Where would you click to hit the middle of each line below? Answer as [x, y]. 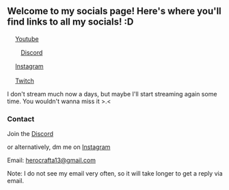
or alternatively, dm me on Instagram [59, 147]
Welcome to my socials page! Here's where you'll [114, 11]
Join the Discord [30, 134]
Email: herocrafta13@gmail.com [52, 161]
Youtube [27, 39]
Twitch [24, 81]
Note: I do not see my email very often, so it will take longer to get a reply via [115, 174]
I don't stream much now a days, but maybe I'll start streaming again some [112, 94]
